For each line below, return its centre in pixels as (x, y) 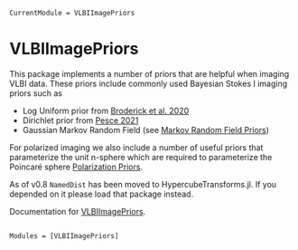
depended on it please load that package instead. (102, 194)
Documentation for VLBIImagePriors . (78, 211)
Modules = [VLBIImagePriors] (64, 236)
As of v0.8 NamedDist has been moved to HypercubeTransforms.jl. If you (143, 184)
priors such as (36, 93)
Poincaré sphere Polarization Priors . (76, 167)
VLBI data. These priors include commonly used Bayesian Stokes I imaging (149, 83)
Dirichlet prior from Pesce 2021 (80, 120)
